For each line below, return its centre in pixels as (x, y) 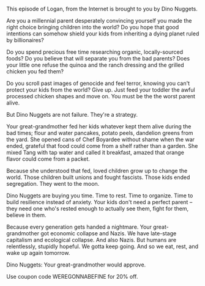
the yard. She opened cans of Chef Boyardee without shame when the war (100, 139)
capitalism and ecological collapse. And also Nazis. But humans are (91, 240)
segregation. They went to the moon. (53, 184)
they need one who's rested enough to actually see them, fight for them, (98, 208)
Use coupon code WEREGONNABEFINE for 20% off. (72, 277)
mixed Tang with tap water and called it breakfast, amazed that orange (95, 152)
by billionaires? (25, 40)
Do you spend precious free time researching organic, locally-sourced (95, 52)
